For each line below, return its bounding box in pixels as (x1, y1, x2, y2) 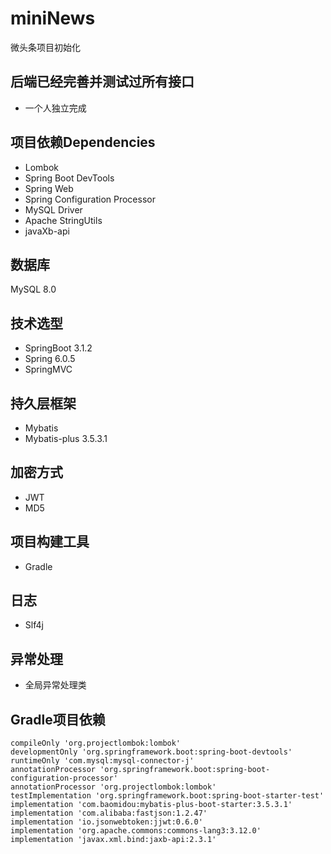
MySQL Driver (24, 203, 83, 216)
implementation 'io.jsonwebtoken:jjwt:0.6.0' (10, 817, 203, 827)
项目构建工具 (10, 533, 90, 551)
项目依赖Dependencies (10, 134, 156, 151)
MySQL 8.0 (10, 283, 57, 296)
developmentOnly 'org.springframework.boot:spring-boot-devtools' (10, 747, 293, 757)
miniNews (10, 7, 96, 30)
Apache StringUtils (24, 214, 103, 226)
